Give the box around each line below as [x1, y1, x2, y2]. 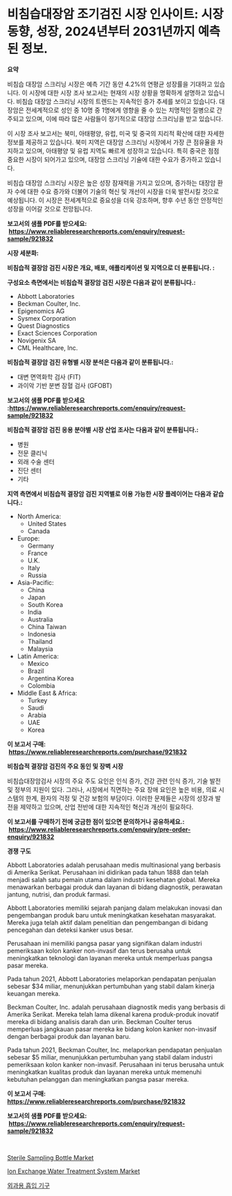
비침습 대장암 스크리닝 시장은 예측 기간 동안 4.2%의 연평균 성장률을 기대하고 [7, 80, 213, 88]
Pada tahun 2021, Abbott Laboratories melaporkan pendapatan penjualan [7, 974, 216, 983]
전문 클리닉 [17, 448, 48, 457]
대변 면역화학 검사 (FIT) [17, 372, 81, 381]
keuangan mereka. [7, 989, 60, 998]
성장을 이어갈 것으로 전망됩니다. [7, 204, 93, 213]
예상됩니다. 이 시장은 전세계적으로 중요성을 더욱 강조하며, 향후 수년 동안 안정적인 [7, 195, 224, 204]
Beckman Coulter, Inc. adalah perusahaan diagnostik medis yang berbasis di [7, 1003, 226, 1011]
